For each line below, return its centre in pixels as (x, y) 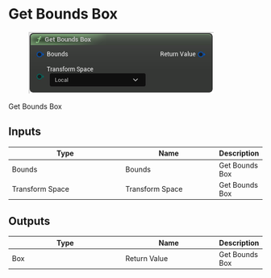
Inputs (25, 132)
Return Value (147, 259)
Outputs (29, 221)
